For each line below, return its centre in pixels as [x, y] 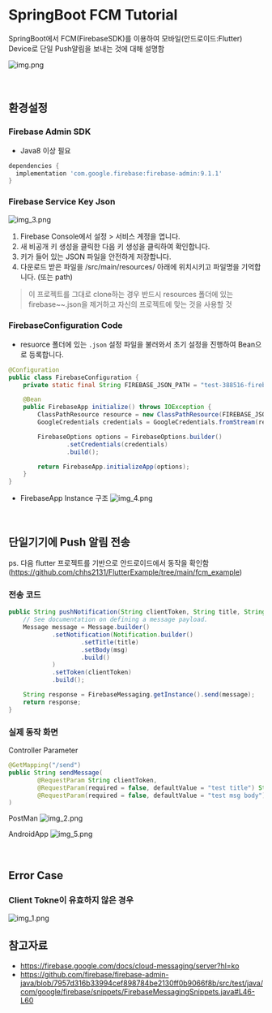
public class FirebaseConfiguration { [74, 377]
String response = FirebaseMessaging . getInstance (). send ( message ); [139, 695]
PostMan [23, 818]
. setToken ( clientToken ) [91, 672]
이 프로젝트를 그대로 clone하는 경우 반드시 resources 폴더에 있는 [130, 294]
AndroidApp [28, 834]
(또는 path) [55, 277]
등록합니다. [47, 354]
